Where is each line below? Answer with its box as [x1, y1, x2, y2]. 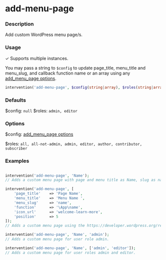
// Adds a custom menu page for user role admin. [5, 237, 110, 242]
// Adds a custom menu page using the [5, 223, 85, 228]
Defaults [5, 97, 26, 104]
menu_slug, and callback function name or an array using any [5, 70, 130, 76]
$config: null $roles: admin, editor [5, 108, 78, 113]
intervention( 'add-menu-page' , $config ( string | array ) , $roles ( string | [5, 85, 154, 90]
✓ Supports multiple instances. [5, 55, 68, 61]
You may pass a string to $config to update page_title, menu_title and [5, 65, 146, 71]
